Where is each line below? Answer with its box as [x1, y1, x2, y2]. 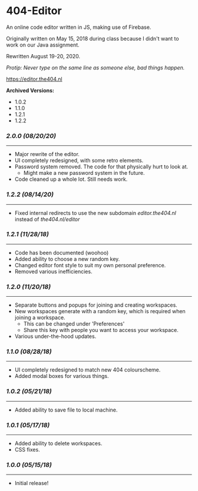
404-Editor [6, 4, 62, 18]
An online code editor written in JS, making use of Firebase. [6, 24, 151, 31]
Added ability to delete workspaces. [14, 440, 103, 447]
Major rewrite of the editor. [14, 151, 80, 158]
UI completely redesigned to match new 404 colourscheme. [14, 366, 161, 373]
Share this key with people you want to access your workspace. [23, 327, 179, 334]
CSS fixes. [14, 446, 40, 453]
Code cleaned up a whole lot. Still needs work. [14, 175, 128, 183]
